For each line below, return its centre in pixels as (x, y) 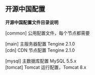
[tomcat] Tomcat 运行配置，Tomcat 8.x (46, 67)
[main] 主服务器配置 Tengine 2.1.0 (40, 44)
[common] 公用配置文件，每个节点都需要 (47, 33)
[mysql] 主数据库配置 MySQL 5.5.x (41, 61)
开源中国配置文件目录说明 (32, 22)
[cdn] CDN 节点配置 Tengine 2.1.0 (40, 50)
